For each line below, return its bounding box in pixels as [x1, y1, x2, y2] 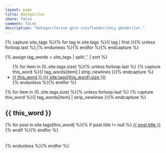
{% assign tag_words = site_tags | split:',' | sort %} [5, 54, 108, 60]
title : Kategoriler [5, 12, 46, 17]
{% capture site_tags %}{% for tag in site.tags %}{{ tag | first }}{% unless [5, 39, 156, 45]
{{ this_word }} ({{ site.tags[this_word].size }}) [12, 74, 106, 80]
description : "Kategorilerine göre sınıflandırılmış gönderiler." [5, 26, 145, 31]
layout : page [5, 7, 32, 12]
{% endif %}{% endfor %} [5, 127, 58, 133]
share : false [5, 16, 32, 21]
